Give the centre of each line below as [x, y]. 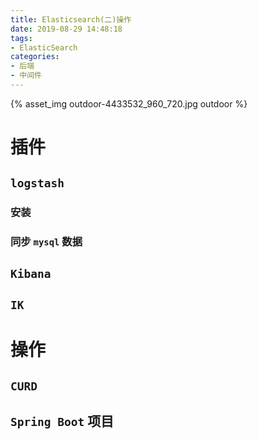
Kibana [31, 273]
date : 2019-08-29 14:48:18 [66, 29]
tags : [21, 38]
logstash [37, 183]
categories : [35, 57]
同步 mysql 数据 [46, 242]
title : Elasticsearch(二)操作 [71, 19]
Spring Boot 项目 [62, 421]
